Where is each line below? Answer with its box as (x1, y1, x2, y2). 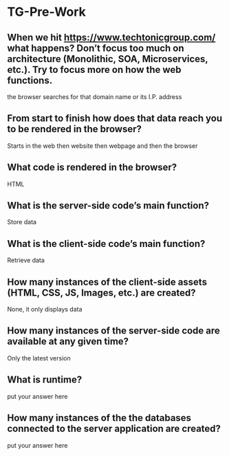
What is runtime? (7, 374, 83, 386)
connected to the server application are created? (7, 423, 221, 435)
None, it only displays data (7, 305, 83, 314)
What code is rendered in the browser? (7, 162, 177, 173)
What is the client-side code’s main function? (7, 238, 206, 250)
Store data (7, 218, 36, 226)
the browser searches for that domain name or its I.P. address (7, 93, 182, 100)
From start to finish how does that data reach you (7, 113, 222, 124)
